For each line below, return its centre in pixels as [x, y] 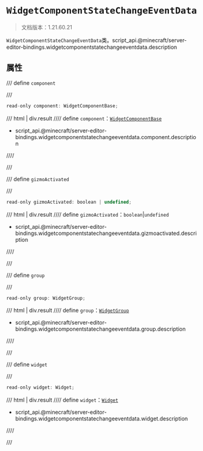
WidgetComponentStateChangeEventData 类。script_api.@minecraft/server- [97, 40]
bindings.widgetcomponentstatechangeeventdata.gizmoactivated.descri [106, 233]
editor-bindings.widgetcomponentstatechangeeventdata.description [92, 47]
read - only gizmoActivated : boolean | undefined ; [69, 202]
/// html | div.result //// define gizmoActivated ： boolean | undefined [88, 214]
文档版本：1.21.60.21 [46, 27]
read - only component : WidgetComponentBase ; [62, 106]
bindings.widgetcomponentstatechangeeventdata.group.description [100, 329]
